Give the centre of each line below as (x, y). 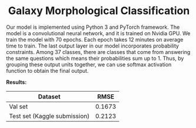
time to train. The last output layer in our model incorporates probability (93, 46)
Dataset (49, 96)
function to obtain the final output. (47, 70)
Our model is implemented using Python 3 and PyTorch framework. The (93, 27)
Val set (19, 106)
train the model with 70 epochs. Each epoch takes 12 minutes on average (95, 39)
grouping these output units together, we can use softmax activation (89, 64)
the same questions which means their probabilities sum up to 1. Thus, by (95, 58)
